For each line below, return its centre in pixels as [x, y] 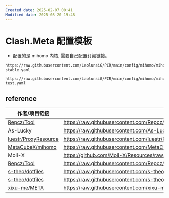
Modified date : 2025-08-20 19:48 [40, 15]
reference [21, 98]
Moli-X [16, 155]
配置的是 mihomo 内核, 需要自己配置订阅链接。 [61, 56]
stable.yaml [18, 70]
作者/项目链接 [33, 114]
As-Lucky [20, 130]
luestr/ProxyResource [33, 139]
